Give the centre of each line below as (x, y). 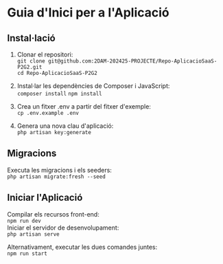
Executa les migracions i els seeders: (59, 170)
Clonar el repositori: (45, 54)
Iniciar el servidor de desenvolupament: (63, 228)
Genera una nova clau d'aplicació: (65, 126)
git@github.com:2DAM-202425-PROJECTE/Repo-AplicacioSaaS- (132, 61)
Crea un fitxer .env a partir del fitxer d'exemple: (84, 107)
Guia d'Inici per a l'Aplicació (88, 13)
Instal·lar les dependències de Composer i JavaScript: (93, 86)
